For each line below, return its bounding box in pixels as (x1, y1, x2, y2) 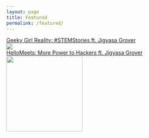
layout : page (6, 8, 40, 15)
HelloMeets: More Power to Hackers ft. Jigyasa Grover (6, 49, 143, 56)
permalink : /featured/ (6, 20, 64, 26)
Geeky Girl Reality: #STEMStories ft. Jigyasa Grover (6, 37, 136, 44)
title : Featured (6, 15, 47, 21)
